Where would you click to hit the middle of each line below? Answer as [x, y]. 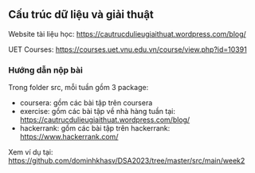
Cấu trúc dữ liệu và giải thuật [81, 15]
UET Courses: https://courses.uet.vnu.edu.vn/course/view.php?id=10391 [127, 49]
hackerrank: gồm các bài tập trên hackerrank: [95, 128]
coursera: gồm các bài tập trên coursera [86, 103]
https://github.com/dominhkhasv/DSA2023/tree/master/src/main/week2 [127, 161]
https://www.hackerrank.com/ [69, 137]
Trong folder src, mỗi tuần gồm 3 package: [78, 88]
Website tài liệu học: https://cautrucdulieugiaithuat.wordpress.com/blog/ [127, 33]
